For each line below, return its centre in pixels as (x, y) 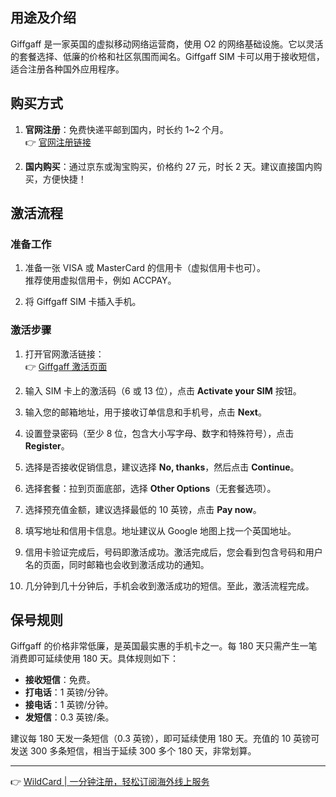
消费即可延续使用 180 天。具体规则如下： (95, 659)
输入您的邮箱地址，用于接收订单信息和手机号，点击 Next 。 (145, 412)
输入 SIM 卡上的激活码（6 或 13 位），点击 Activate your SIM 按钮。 (163, 390)
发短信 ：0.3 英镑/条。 (69, 717)
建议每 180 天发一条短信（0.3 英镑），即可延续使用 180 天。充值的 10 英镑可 (165, 739)
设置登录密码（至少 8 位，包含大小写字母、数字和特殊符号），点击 (159, 433)
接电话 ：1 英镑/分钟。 (69, 705)
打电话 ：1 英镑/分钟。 (69, 692)
